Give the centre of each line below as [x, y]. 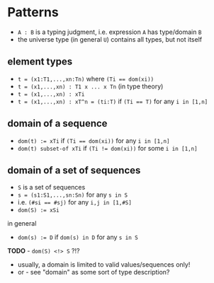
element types [40, 62]
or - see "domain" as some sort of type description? [94, 272]
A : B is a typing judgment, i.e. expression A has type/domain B [109, 32]
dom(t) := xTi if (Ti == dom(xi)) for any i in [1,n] [94, 140]
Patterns [33, 12]
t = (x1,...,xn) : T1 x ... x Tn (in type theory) [90, 86]
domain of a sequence [57, 123]
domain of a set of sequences [74, 170]
